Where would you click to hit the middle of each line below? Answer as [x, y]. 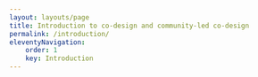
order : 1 [42, 50]
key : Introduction [59, 58]
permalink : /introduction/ [59, 34]
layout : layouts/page [50, 17]
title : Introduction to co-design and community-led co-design [129, 26]
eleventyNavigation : [48, 42]
